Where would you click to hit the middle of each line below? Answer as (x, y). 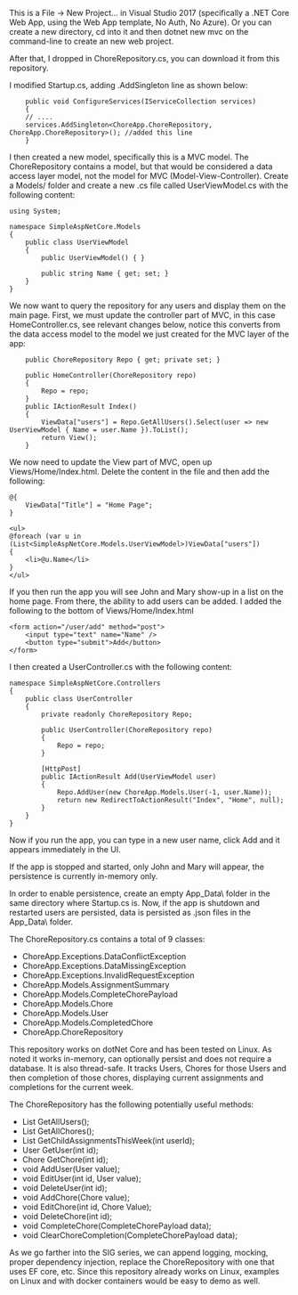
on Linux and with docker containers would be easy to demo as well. (135, 1281)
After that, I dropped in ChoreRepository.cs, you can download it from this (145, 58)
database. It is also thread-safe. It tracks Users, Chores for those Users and (148, 1068)
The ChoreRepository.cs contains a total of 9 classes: (107, 939)
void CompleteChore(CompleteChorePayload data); (117, 1226)
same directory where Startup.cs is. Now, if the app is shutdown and (135, 903)
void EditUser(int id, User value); (81, 1178)
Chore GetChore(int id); (65, 1160)
